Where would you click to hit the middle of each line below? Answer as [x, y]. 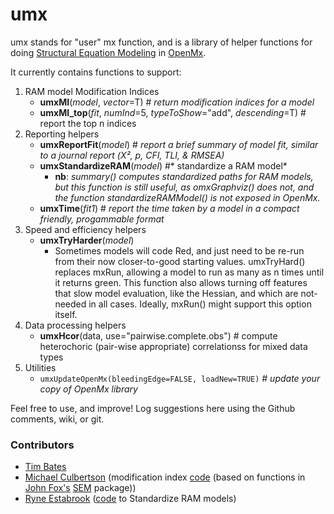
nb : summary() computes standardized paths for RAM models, [184, 176]
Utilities [40, 367]
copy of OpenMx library [88, 389]
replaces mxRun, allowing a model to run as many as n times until [189, 272]
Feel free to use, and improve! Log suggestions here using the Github [153, 408]
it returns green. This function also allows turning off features [181, 282]
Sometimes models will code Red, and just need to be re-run [179, 250]
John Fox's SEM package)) [80, 488]
